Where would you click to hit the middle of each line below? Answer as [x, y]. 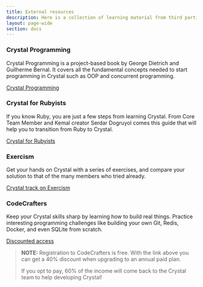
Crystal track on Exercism [38, 188]
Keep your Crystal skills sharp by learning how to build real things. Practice [100, 217]
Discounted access [30, 241]
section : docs [24, 29]
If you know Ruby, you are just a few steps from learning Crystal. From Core [101, 116]
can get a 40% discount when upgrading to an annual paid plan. [101, 259]
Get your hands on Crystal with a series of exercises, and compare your [96, 170]
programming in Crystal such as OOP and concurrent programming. [91, 76]
